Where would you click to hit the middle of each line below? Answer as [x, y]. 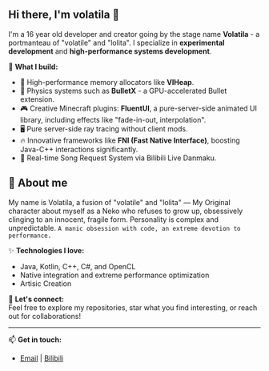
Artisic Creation [46, 283]
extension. [37, 99]
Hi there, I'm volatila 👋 [64, 15]
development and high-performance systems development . [110, 51]
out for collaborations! [45, 316]
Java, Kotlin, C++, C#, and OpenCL [78, 266]
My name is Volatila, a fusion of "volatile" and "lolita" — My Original [119, 202]
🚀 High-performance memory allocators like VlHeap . [107, 82]
